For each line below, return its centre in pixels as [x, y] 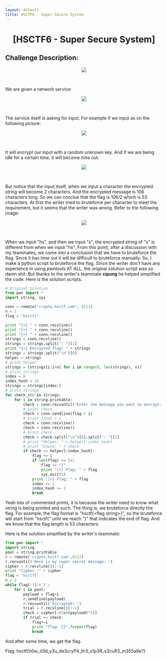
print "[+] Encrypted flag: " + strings [48, 349]
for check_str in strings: [33, 395]
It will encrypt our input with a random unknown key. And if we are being [80, 152]
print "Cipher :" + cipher [33, 571]
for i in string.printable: [43, 400]
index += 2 [43, 484]
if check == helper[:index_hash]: [59, 451]
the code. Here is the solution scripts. [44, 279]
